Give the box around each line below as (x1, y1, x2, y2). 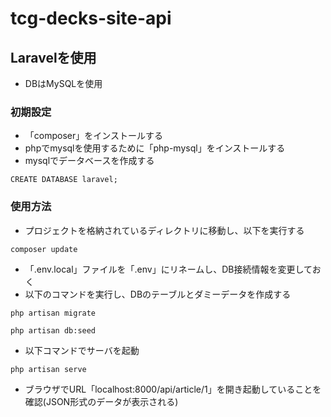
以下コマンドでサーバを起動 (24, 344, 140, 356)
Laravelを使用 (10, 49, 97, 66)
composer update (10, 244, 78, 254)
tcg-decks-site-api (10, 7, 172, 30)
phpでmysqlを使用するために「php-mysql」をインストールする (24, 142, 286, 154)
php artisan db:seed (10, 325, 97, 336)
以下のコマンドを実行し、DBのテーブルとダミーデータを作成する (24, 288, 292, 300)
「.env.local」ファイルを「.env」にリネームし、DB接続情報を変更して (24, 263, 313, 275)
